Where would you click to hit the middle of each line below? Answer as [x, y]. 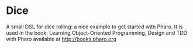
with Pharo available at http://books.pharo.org [61, 39]
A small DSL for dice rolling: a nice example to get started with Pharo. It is [94, 27]
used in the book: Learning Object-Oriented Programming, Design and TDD [97, 32]
